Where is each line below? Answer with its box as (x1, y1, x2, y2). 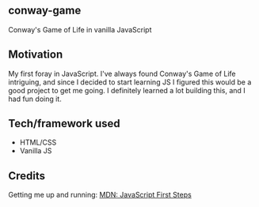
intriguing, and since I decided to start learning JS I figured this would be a (8, 77, 252, 87)
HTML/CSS (19, 137, 57, 147)
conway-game (8, 4, 82, 17)
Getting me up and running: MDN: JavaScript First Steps (8, 190, 192, 200)
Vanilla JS (19, 146, 52, 156)
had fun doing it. (8, 94, 62, 103)
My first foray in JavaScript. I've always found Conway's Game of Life (8, 69, 236, 78)
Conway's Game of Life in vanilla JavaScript (8, 24, 152, 34)
